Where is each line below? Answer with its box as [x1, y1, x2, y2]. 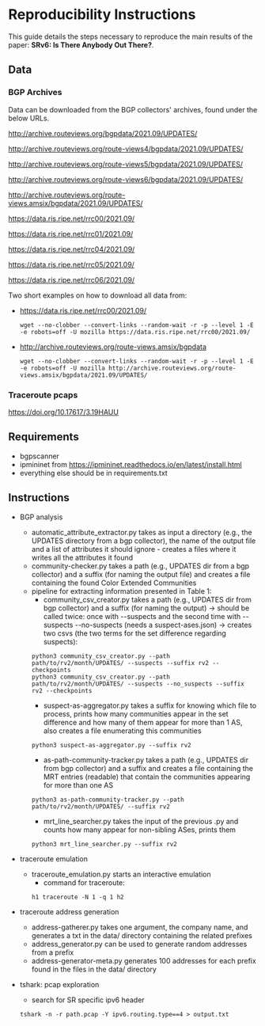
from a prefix [31, 948, 74, 957]
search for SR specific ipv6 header [31, 995, 145, 1005]
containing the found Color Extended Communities [31, 578, 197, 587]
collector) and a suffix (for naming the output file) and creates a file [31, 569, 251, 579]
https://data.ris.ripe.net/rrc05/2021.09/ [8, 260, 134, 269]
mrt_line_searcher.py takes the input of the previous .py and [43, 816, 239, 826]
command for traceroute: [43, 877, 125, 887]
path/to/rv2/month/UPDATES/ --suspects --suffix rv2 [31, 659, 210, 667]
